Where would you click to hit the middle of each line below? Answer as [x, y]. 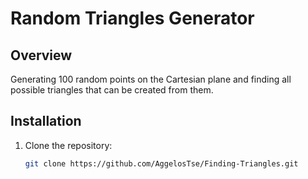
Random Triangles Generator [132, 18]
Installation [46, 121]
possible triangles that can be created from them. [112, 90]
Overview [41, 55]
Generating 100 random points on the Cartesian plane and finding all [151, 79]
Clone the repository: [68, 145]
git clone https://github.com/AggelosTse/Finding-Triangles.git [161, 163]
